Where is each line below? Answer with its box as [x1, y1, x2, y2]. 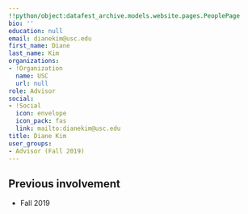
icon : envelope [15, 110, 67, 118]
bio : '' [8, 19, 35, 27]
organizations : [8, 57, 60, 65]
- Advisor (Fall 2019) [8, 147, 85, 155]
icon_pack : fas [15, 117, 67, 125]
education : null [8, 27, 63, 35]
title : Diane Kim [8, 132, 67, 140]
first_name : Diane [8, 42, 70, 50]
